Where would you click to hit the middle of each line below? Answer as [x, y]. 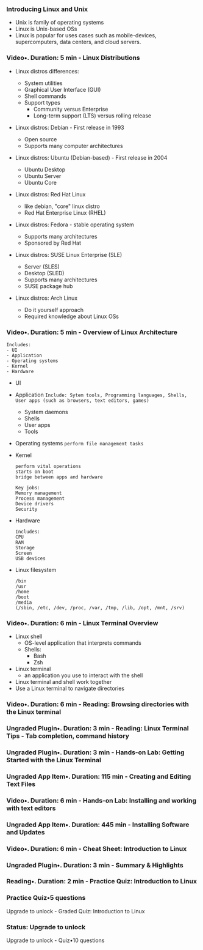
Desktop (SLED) [44, 273]
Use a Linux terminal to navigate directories [70, 688]
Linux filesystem [36, 570]
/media [23, 602]
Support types [42, 102]
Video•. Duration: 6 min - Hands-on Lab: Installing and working [101, 800]
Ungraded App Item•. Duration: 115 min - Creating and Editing [99, 776]
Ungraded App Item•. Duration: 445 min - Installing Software [98, 825]
